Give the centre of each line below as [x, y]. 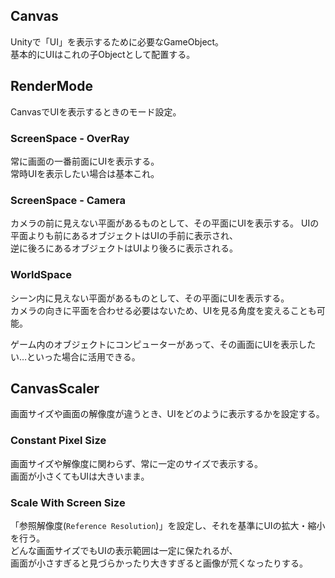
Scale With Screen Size [68, 502]
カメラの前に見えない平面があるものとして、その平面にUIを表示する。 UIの [165, 223]
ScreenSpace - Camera [68, 200]
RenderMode [51, 86]
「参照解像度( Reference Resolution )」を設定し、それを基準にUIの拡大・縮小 [168, 525]
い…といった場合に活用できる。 [75, 356]
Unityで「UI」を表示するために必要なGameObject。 [117, 41]
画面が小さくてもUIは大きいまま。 [80, 476]
